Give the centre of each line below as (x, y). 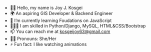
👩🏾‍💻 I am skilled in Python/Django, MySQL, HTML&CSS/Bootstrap (78, 26)
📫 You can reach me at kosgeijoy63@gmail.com (60, 31)
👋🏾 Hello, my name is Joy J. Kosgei (46, 8)
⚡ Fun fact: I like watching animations (48, 44)
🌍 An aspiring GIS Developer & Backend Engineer (61, 13)
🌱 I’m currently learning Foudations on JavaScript (61, 20)
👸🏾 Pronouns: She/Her (33, 38)
